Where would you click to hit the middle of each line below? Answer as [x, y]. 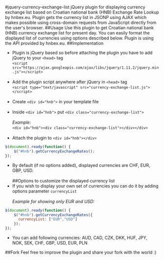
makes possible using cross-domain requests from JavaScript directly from [81, 22]
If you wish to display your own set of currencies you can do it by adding [85, 186]
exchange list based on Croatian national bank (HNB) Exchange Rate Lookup [82, 12]
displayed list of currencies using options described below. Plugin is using [79, 38]
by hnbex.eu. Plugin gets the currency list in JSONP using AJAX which [76, 17]
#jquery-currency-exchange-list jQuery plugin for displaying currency [75, 7]
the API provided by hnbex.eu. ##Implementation [54, 43]
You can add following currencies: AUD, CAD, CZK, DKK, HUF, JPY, [80, 238]
